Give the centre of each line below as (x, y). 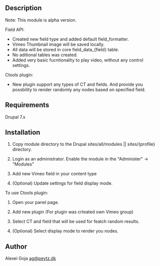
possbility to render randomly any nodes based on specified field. (79, 89)
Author (16, 247)
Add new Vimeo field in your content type (54, 174)
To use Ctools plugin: (27, 193)
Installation (23, 133)
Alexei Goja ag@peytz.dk (31, 259)
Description (23, 8)
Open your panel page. (35, 202)
